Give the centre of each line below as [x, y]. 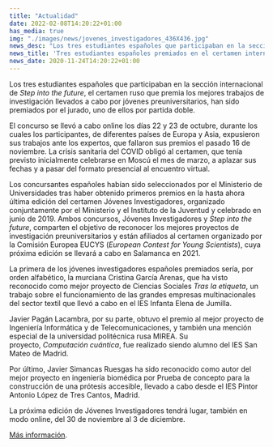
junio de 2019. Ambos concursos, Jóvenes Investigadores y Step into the [130, 219]
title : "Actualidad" [44, 16]
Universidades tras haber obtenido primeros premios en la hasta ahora [127, 193]
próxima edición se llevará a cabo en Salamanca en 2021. [105, 253]
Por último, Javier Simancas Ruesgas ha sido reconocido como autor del [130, 368]
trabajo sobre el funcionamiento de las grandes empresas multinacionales [132, 294]
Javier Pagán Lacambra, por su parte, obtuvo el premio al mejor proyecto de [136, 319]
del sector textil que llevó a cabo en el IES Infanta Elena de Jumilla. [121, 303]
